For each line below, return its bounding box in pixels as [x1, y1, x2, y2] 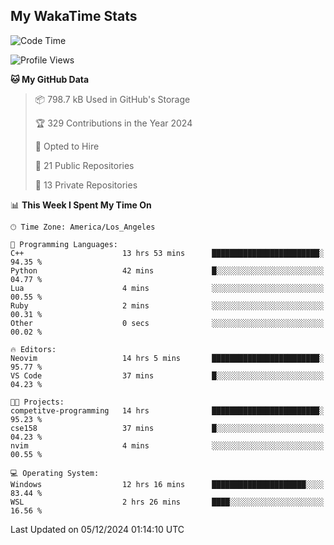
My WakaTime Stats [10, 8, 138, 25]
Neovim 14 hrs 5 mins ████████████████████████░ [10, 353, 325, 363]
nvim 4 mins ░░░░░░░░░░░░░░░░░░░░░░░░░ [10, 440, 325, 451]
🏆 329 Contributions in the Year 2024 [34, 117, 193, 129]
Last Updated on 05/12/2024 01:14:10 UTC [10, 523, 185, 535]
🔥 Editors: [10, 344, 57, 354]
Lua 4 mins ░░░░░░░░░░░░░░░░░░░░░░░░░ [10, 283, 325, 293]
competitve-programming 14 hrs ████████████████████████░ [10, 405, 325, 416]
